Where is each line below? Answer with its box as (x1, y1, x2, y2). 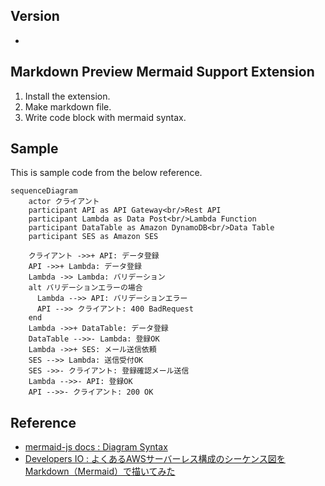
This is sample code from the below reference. (10, 167, 203, 179)
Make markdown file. (24, 100, 112, 113)
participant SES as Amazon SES (28, 232, 159, 242)
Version (10, 8, 60, 25)
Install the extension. (24, 90, 111, 102)
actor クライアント (28, 197, 100, 207)
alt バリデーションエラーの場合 (28, 283, 143, 293)
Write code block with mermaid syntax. (24, 111, 187, 123)
